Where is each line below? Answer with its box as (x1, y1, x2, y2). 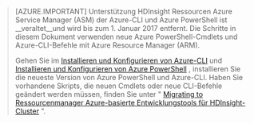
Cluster (14, 106, 39, 116)
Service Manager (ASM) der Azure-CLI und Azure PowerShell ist (14, 15, 228, 25)
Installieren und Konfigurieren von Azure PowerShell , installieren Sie (14, 64, 241, 74)
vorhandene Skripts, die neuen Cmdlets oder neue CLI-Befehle (14, 81, 223, 90)
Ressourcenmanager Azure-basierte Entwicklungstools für (14, 98, 208, 107)
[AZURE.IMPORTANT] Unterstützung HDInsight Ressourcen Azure (14, 7, 233, 16)
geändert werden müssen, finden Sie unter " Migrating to (14, 90, 204, 98)
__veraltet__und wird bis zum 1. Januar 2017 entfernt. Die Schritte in (14, 24, 236, 33)
